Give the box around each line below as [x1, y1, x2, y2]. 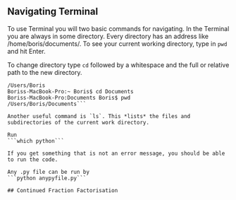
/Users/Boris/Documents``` [7, 100, 87, 107]
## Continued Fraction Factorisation [7, 187, 118, 194]
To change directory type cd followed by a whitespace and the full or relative [7, 60, 230, 69]
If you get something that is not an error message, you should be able [7, 150, 225, 157]
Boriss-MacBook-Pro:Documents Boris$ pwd [7, 94, 131, 101]
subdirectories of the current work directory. [7, 119, 150, 126]
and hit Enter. [7, 47, 46, 55]
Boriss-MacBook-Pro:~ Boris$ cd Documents [7, 88, 134, 95]
